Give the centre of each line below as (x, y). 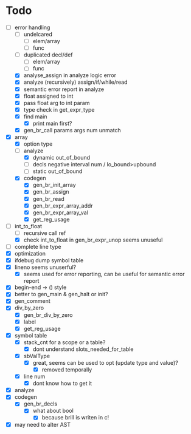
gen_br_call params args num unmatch (72, 130)
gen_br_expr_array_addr (63, 205)
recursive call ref (45, 233)
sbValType (36, 356)
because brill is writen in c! (75, 418)
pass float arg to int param (57, 103)
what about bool (53, 411)
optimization (30, 253)
